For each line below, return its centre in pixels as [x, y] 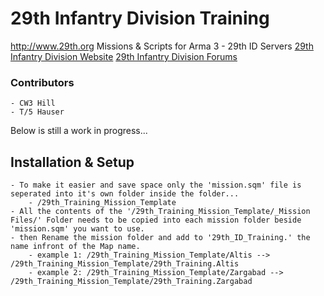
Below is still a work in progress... [79, 131]
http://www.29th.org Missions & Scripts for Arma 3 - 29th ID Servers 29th [162, 46]
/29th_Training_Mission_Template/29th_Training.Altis [125, 264]
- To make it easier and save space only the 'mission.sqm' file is [156, 185]
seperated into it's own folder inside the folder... [125, 194]
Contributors [42, 82]
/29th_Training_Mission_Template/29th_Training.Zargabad [131, 282]
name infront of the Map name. [75, 247]
